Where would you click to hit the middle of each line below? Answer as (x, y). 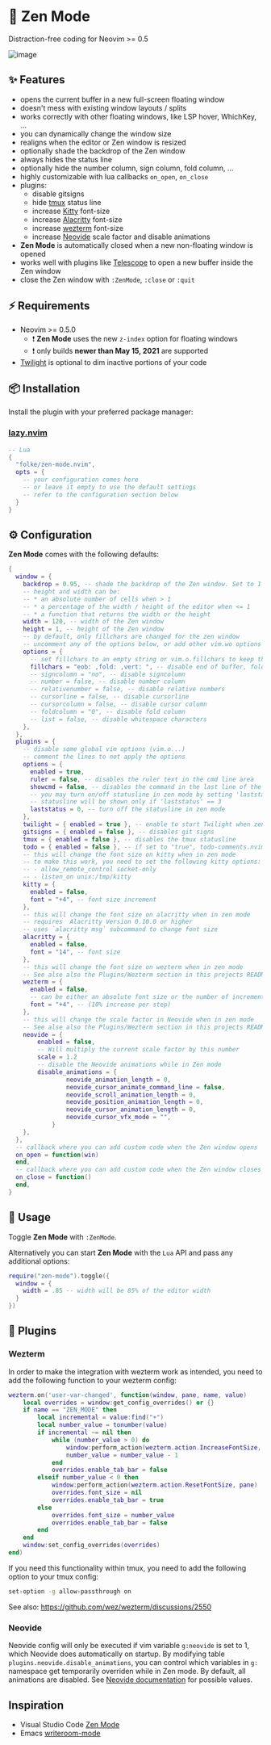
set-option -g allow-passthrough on (70, 1591)
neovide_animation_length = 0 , (119, 1080)
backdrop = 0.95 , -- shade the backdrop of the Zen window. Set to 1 (142, 585)
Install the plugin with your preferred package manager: (101, 412)
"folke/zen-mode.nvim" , (55, 465)
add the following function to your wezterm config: (93, 1380)
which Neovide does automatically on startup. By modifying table (117, 1654)
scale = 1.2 (58, 1057)
